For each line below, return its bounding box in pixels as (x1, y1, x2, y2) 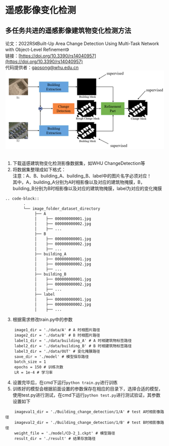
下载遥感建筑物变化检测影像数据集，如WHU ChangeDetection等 (12, 160, 145, 166)
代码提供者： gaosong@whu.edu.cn (5, 65, 79, 71)
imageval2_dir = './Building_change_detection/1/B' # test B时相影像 (14, 420, 160, 425)
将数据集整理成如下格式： (12, 167, 66, 173)
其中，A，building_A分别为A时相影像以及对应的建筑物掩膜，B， (12, 179, 145, 185)
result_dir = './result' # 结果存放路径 (14, 436, 96, 441)
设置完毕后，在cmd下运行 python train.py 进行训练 (12, 379, 118, 386)
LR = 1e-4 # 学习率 (14, 370, 53, 375)
